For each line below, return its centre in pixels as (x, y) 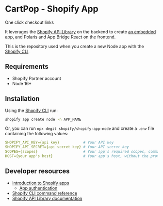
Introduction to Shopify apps (41, 183)
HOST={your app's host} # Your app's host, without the (77, 156)
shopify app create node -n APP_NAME (43, 119)
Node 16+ (22, 83)
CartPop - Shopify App (52, 9)
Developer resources (37, 171)
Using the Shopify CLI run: (32, 111)
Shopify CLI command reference (45, 193)
